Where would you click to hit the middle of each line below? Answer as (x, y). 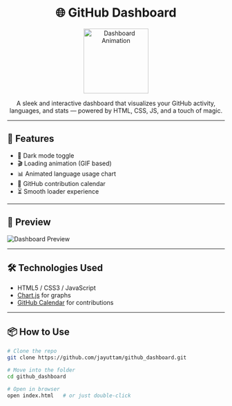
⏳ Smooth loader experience (58, 191)
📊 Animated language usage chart (66, 174)
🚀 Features (31, 139)
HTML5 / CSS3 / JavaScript (57, 288)
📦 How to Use (39, 332)
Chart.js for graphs (44, 295)
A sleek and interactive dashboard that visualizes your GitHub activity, (116, 103)
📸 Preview (29, 222)
